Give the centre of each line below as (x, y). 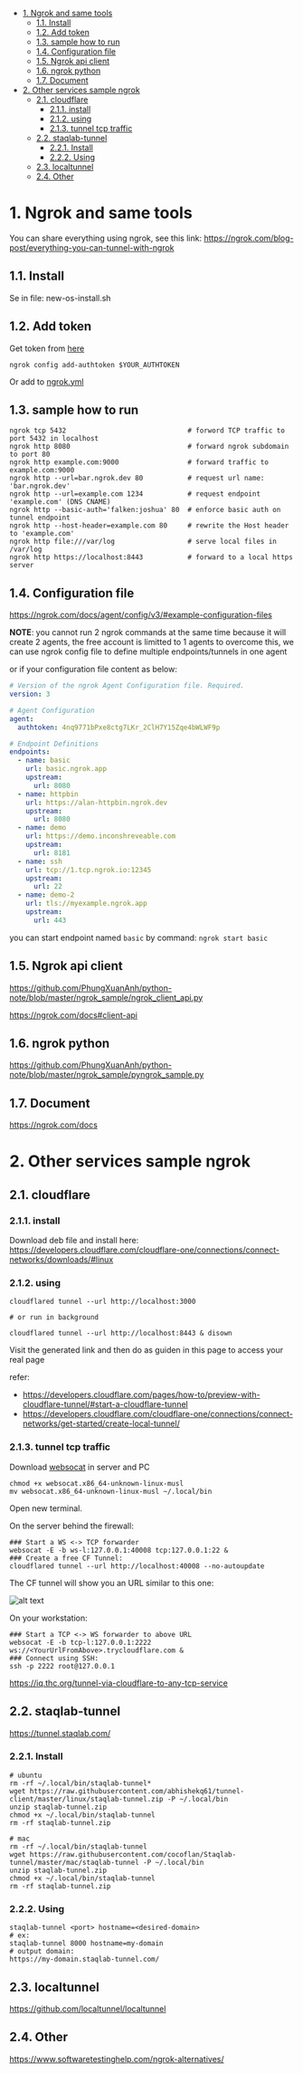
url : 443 (50, 920)
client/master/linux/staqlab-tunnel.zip (87, 1799)
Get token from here (47, 348)
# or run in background (54, 1317)
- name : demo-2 (46, 895)
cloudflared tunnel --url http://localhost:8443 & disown (121, 1334)
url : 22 (48, 887)
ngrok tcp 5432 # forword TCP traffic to (147, 431)
